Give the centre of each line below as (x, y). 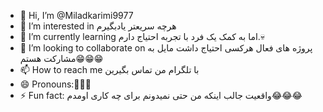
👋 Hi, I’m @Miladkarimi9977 (76, 15)
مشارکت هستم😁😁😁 (61, 58)
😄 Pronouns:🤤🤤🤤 (55, 84)
